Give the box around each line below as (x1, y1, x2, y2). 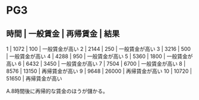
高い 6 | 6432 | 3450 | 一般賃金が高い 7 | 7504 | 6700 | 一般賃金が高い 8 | (6, 60, 186, 67)
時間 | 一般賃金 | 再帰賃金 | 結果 (6, 28, 120, 38)
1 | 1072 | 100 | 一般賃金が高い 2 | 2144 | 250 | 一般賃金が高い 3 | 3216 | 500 (6, 46, 191, 52)
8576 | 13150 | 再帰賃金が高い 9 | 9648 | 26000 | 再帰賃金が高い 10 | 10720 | (6, 67, 192, 75)
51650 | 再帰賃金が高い (6, 75, 62, 82)
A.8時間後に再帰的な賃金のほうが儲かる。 (6, 88, 109, 95)
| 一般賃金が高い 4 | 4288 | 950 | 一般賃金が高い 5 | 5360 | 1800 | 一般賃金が (6, 53, 193, 60)
